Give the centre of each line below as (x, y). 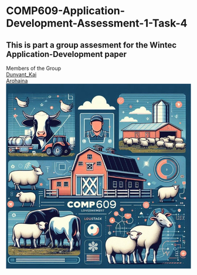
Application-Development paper (67, 54)
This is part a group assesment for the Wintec (91, 45)
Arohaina (17, 81)
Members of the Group (34, 68)
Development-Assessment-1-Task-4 (97, 23)
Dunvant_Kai (21, 74)
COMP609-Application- (65, 11)
